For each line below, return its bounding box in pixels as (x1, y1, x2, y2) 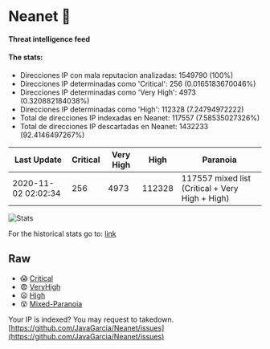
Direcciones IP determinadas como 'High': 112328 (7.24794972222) (19, 104, 244, 114)
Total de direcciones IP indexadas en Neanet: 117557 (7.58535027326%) (19, 112, 260, 123)
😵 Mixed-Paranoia (19, 298, 83, 308)
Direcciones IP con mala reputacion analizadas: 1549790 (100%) (19, 70, 234, 79)
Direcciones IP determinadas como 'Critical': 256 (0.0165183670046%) (19, 79, 256, 88)
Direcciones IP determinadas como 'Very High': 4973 (19, 87, 197, 97)
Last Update (14, 154, 63, 165)
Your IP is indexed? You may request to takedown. (8, 315, 174, 324)
